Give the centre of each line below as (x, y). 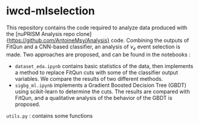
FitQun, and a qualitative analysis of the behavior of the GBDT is (94, 97)
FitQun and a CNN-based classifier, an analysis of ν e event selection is (93, 47)
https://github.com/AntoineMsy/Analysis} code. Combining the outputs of (99, 40)
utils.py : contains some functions (50, 115)
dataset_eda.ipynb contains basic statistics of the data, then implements (104, 66)
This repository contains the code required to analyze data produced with (97, 28)
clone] (84, 33)
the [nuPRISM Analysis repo (41, 33)
